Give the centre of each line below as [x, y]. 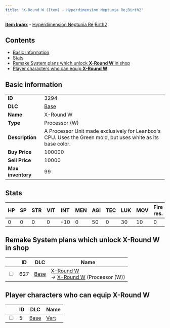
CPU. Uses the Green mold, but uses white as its [102, 137]
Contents [20, 40]
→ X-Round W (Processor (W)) [88, 277]
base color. [57, 144]
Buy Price [20, 152]
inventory [20, 175]
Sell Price [19, 160]
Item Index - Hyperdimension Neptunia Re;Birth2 [56, 24]
